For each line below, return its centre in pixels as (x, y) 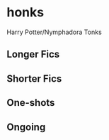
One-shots (31, 103)
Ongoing (26, 127)
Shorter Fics (34, 79)
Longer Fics (33, 54)
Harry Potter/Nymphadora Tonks (54, 32)
